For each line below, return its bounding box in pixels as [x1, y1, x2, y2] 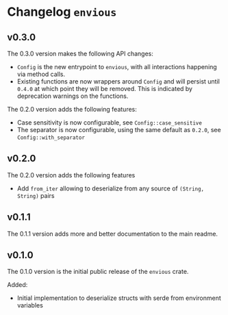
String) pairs [16, 191, 55, 199]
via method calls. [16, 70, 66, 78]
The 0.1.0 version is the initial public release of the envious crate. [7, 268, 189, 276]
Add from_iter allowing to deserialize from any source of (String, [16, 184, 205, 192]
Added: [7, 281, 28, 289]
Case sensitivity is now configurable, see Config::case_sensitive [16, 118, 202, 127]
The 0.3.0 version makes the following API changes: [7, 49, 154, 58]
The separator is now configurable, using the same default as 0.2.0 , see [16, 126, 221, 134]
